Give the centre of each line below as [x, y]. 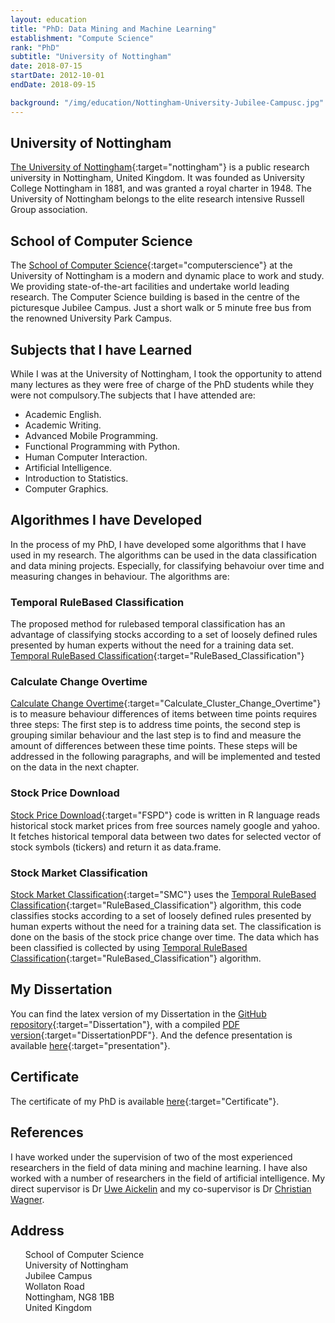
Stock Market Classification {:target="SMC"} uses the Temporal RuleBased [163, 895]
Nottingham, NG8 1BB [69, 1297]
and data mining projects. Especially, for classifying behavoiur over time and [167, 565]
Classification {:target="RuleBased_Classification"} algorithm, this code [156, 905]
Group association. [49, 210]
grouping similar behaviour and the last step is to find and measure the [156, 735]
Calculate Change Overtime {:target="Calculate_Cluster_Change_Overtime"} [166, 703]
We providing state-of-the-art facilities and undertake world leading [150, 287]
